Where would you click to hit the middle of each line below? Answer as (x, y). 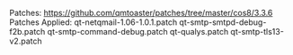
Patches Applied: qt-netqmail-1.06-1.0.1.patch (93, 22)
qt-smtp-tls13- (257, 31)
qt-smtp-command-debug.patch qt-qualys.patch (138, 31)
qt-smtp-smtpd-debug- (223, 22)
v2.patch (26, 41)
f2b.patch (27, 31)
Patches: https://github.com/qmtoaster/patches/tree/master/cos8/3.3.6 (141, 13)
